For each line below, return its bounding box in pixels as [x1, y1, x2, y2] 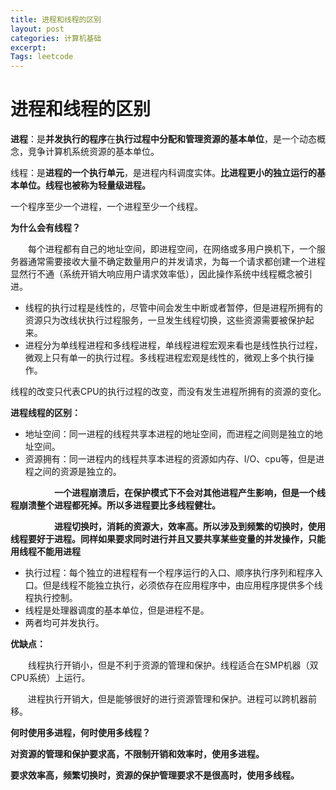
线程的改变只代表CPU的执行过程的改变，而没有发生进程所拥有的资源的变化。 [10, 386, 323, 398]
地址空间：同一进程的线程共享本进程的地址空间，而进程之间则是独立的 [24, 428, 315, 440]
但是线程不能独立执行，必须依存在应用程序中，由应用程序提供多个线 [42, 579, 323, 591]
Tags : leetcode [10, 52, 74, 62]
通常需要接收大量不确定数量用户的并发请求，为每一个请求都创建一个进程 [27, 256, 326, 268]
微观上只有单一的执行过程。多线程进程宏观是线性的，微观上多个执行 [24, 352, 306, 364]
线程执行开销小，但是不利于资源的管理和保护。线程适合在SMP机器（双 [27, 659, 319, 671]
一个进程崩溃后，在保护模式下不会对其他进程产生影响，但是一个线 [54, 487, 326, 499]
